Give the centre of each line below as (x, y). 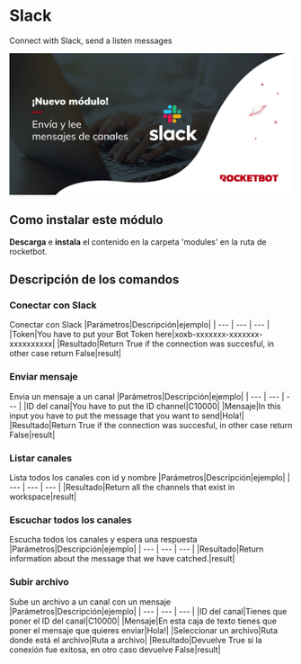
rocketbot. (28, 251)
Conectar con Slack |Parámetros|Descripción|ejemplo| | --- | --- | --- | (140, 325)
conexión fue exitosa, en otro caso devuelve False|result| (115, 650)
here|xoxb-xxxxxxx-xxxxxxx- (209, 335)
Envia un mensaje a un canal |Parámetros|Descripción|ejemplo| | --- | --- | (147, 396)
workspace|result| (43, 497)
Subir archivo (39, 582)
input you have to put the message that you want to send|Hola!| (127, 416)
